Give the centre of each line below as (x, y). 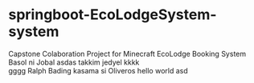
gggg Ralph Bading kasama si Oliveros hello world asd (98, 70)
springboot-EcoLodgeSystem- (113, 15)
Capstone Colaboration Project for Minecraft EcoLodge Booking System (127, 53)
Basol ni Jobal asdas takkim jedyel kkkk (74, 62)
